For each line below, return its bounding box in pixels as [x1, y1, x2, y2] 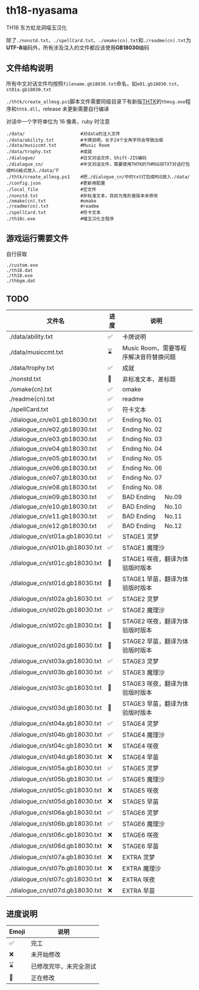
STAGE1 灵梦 [122, 533, 159, 541]
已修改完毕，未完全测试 [30, 962, 97, 970]
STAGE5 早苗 [122, 798, 159, 806]
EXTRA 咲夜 [122, 875, 155, 884]
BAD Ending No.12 [122, 522, 182, 530]
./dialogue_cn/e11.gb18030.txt [9, 512, 97, 520]
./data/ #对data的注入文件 [6, 131, 120, 137]
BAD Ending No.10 [122, 502, 182, 511]
